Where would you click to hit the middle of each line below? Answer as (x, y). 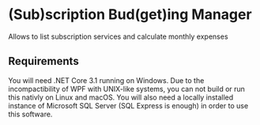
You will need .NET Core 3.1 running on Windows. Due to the (106, 80)
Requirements (43, 61)
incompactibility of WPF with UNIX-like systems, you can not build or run (126, 89)
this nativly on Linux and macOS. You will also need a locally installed (121, 97)
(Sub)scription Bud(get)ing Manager (130, 15)
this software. (30, 114)
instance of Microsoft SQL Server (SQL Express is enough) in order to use (128, 105)
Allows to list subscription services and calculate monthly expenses (118, 36)
